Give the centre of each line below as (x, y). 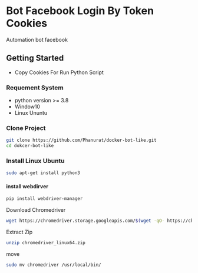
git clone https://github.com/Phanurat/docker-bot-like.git (82, 140)
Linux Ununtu (31, 113)
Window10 (27, 106)
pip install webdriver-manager (44, 199)
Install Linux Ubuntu (35, 161)
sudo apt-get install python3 (43, 173)
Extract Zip (19, 232)
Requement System (35, 88)
